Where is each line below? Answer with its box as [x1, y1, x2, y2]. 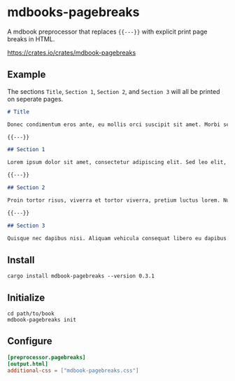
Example [7, 69, 46, 81]
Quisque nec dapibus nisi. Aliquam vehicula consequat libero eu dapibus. [7, 235, 230, 242]
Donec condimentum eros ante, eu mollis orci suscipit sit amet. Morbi [7, 120, 220, 128]
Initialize [7, 291, 45, 303]
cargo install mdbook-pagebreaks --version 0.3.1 [7, 272, 155, 280]
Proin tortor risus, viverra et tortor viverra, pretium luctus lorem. [7, 197, 220, 204]
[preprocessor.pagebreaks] [7, 354, 86, 361]
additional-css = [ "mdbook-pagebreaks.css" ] [7, 367, 139, 374]
